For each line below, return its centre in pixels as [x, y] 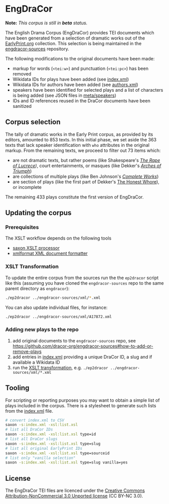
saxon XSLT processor [36, 248]
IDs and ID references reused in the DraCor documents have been [81, 101]
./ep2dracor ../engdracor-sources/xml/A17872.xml [59, 317]
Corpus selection [33, 122]
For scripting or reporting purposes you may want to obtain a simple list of [83, 400]
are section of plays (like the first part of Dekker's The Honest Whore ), [86, 182]
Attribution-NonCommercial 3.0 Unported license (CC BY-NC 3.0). [74, 496]
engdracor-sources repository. [37, 49]
